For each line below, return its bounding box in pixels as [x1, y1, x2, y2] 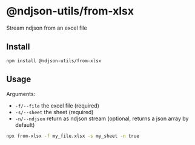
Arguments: [6, 90, 36, 97]
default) [15, 121, 35, 128]
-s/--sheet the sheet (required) [15, 108, 94, 115]
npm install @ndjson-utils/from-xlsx [6, 57, 102, 64]
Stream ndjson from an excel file [6, 24, 87, 31]
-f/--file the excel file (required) [15, 101, 100, 109]
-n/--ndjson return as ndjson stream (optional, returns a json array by [15, 115, 189, 122]
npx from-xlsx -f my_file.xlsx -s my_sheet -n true [6, 133, 139, 139]
